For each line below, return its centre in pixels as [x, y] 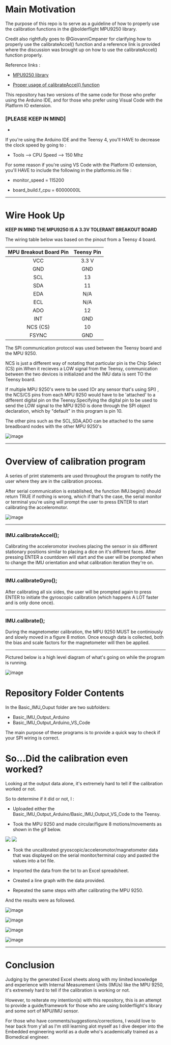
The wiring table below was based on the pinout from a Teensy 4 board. [81, 240]
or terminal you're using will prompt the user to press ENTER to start [77, 502]
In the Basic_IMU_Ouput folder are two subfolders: [58, 707]
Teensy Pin [87, 252]
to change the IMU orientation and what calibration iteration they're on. [80, 563]
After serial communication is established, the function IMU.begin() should [83, 491]
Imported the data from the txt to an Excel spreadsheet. [71, 870]
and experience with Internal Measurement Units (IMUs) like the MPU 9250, [84, 985]
